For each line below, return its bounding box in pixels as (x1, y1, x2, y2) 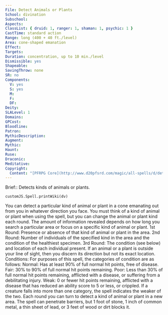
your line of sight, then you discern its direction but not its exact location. (5, 251, 155, 257)
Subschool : (5, 17, 28, 22)
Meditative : (5, 161, 30, 166)
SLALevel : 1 (5, 110, 30, 115)
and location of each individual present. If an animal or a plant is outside (5, 245, 153, 251)
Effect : (5, 45, 21, 50)
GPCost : (5, 119, 21, 124)
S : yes (9, 86, 23, 92)
